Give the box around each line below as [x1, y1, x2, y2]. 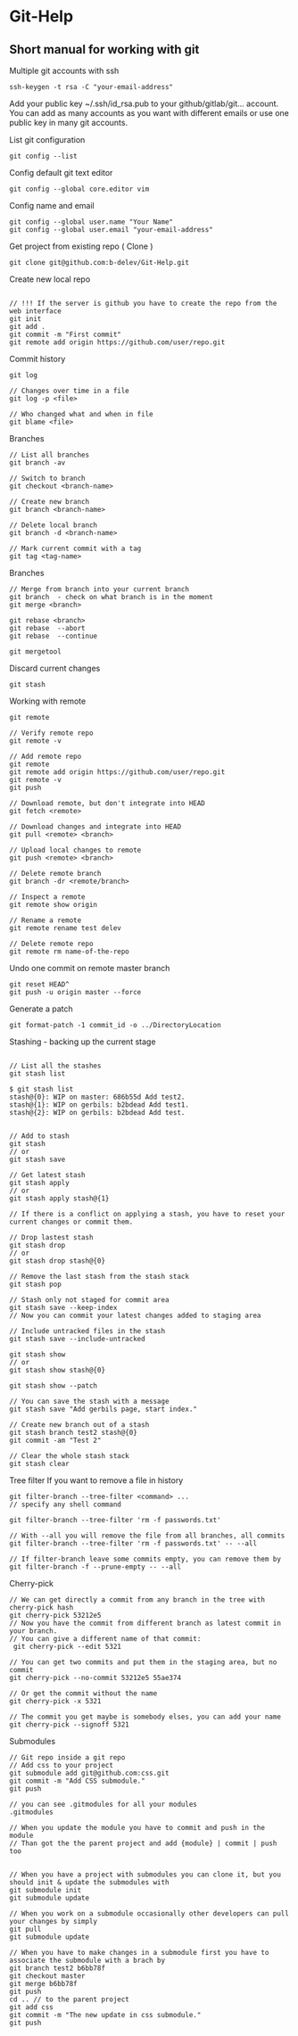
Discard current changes [9, 663, 101, 673]
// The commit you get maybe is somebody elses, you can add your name [9, 1712, 281, 1721]
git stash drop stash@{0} [9, 1257, 105, 1265]
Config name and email [9, 201, 95, 210]
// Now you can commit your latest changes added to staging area [9, 1311, 261, 1320]
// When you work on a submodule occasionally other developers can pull [9, 1909, 290, 1918]
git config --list [9, 152, 78, 161]
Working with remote [9, 696, 87, 706]
